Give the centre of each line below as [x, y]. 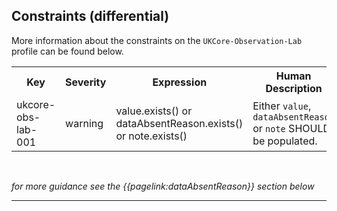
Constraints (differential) [90, 16]
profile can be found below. [67, 51]
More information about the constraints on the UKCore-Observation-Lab [157, 40]
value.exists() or [154, 111]
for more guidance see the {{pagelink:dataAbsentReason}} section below [163, 186]
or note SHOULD [291, 128]
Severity [86, 82]
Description [294, 88]
